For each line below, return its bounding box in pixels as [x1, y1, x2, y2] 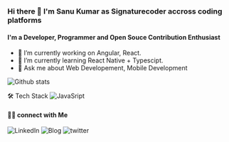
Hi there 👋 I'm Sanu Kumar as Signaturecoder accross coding [7, 6, 223, 16]
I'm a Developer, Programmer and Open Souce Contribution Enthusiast [7, 33, 220, 41]
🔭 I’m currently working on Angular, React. [17, 49, 142, 58]
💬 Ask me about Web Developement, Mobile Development [17, 64, 188, 72]
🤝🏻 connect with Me [7, 110, 68, 119]
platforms [7, 15, 42, 25]
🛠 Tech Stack [7, 92, 48, 100]
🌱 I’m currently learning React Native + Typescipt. [17, 56, 164, 65]
